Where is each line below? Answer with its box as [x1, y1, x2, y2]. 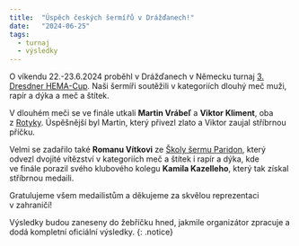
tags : [9, 30, 30, 39]
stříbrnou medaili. [9, 172, 75, 184]
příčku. [9, 127, 36, 137]
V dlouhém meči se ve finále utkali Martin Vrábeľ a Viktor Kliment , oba [9, 108, 274, 119]
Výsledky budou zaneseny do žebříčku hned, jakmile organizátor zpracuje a [9, 217, 290, 228]
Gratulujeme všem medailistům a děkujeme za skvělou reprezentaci [9, 190, 259, 201]
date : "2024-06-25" [9, 22, 91, 31]
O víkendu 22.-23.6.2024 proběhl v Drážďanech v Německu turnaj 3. [9, 71, 265, 82]
